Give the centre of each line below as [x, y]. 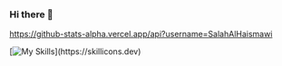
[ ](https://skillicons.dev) [75, 52]
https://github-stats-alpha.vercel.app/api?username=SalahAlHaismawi [141, 34]
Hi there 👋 [32, 14]
